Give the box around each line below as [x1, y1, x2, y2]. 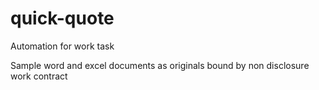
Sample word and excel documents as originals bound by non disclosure [10, 59, 310, 71]
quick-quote [10, 7, 115, 30]
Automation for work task [10, 40, 115, 52]
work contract [10, 70, 68, 82]
